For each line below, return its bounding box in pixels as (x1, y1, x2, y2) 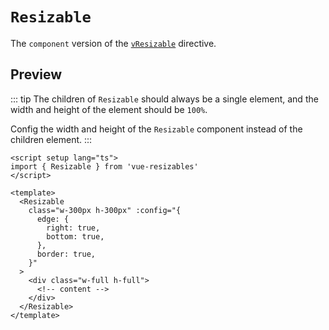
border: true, (36, 249, 97, 259)
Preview (10, 66, 63, 83)
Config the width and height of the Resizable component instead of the (10, 123, 303, 135)
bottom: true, (46, 231, 105, 242)
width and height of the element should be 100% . (10, 103, 208, 115)
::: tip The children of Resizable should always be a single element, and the (10, 93, 319, 105)
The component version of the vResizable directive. (10, 37, 217, 49)
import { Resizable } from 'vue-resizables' (10, 161, 199, 172)
